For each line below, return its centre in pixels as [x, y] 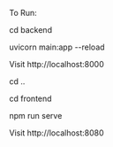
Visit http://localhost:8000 [56, 64]
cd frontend [30, 98]
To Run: [23, 13]
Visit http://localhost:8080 [56, 133]
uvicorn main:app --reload [57, 47]
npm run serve [36, 116]
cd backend [31, 30]
